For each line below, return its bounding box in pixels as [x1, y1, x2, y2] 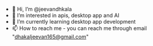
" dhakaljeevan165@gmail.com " [11, 33, 89, 40]
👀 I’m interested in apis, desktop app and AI [11, 12, 120, 19]
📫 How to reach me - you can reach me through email [11, 25, 147, 32]
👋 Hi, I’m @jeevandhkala [11, 6, 72, 12]
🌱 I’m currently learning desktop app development [11, 18, 136, 25]
